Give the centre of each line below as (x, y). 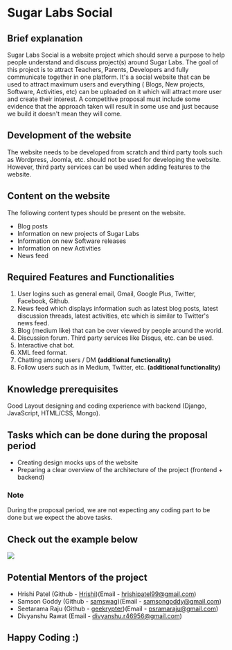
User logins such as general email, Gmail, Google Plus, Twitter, (106, 294)
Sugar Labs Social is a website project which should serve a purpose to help (116, 55)
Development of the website (69, 135)
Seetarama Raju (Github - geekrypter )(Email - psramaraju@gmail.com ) (118, 608)
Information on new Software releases (72, 241)
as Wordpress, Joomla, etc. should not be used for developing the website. (114, 159)
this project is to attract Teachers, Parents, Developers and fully (98, 70)
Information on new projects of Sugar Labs (78, 233)
